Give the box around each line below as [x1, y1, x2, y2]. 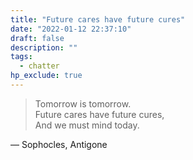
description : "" [10, 42, 78, 53]
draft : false [10, 33, 65, 43]
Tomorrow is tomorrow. [34, 97, 132, 110]
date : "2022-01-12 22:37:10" [10, 24, 132, 34]
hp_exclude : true [10, 71, 83, 81]
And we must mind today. [34, 119, 140, 131]
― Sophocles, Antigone [10, 138, 108, 150]
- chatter [19, 61, 60, 71]
